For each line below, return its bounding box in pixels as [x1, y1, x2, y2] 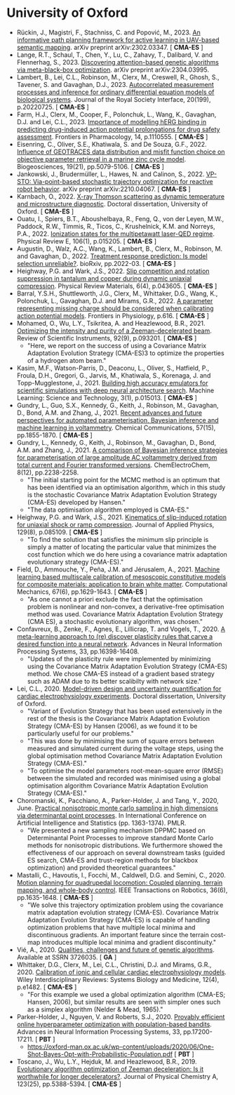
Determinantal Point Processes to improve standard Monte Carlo [27, 833, 214, 842]
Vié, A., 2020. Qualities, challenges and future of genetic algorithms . [16, 945, 215, 954]
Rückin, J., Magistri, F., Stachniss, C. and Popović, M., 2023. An [16, 28, 201, 36]
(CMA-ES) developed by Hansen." [27, 498, 126, 506]
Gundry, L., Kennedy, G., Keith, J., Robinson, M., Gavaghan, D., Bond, [16, 438, 217, 446]
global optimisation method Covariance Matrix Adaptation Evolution [27, 751, 222, 759]
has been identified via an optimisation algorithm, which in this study [27, 483, 226, 491]
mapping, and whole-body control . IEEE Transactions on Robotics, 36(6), [16, 886, 228, 894]
